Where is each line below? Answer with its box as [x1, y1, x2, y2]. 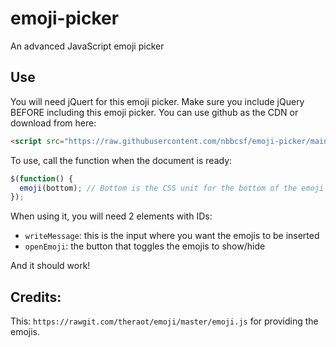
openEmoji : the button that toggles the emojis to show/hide [24, 240, 266, 252]
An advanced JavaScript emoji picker [10, 40, 165, 52]
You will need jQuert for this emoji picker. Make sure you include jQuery [10, 95, 305, 107]
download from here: [10, 117, 97, 129]
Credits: [10, 288, 62, 306]
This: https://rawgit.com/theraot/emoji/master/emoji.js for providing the [10, 315, 319, 327]
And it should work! [10, 260, 91, 272]
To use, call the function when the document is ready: [10, 154, 233, 166]
